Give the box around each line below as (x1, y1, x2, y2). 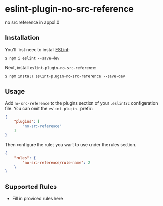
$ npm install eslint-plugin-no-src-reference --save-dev (5, 74, 125, 79)
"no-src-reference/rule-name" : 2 (22, 160, 91, 165)
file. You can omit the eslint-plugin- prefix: (5, 105, 93, 111)
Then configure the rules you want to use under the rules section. (5, 141, 137, 147)
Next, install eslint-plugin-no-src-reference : (5, 64, 96, 70)
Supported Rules (5, 183, 57, 191)
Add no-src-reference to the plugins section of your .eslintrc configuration (5, 100, 158, 106)
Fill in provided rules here (12, 196, 63, 202)
